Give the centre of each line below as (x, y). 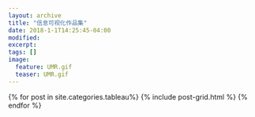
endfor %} (25, 105)
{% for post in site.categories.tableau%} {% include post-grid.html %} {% (128, 96)
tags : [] (22, 52)
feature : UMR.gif (44, 67)
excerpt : (22, 45)
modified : (24, 38)
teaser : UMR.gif (42, 74)
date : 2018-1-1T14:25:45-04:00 (60, 30)
